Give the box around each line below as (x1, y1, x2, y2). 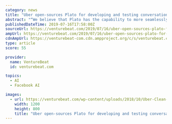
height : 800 (14, 106, 40, 111)
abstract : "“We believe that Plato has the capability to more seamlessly (5, 17, 168, 22)
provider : (5, 55, 27, 60)
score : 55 (5, 45, 27, 51)
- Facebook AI (10, 83, 40, 88)
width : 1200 (14, 102, 40, 107)
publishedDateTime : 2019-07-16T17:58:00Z (5, 21, 95, 27)
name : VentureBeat (10, 59, 50, 64)
